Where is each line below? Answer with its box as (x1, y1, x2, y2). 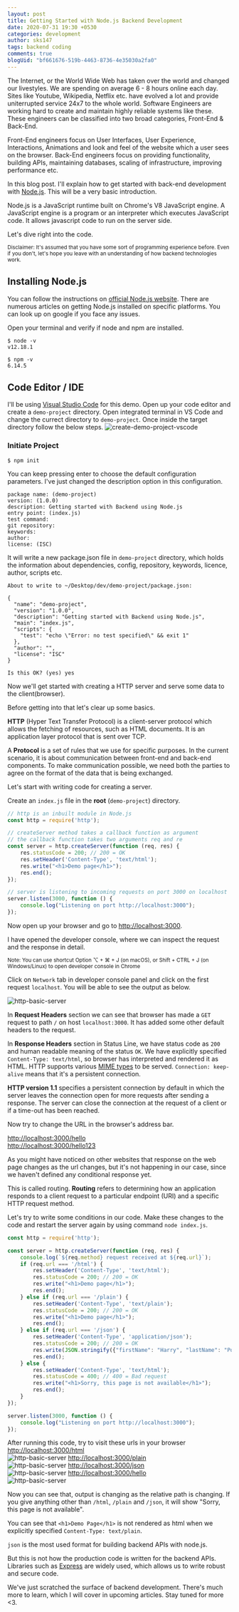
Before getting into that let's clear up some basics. (7, 703, 155, 712)
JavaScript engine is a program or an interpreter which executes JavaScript (7, 208, 229, 217)
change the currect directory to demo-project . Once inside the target (7, 415, 208, 424)
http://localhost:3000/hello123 (7, 1141, 96, 1150)
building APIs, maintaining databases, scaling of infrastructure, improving (7, 158, 223, 167)
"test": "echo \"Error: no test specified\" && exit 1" (20, 632, 190, 639)
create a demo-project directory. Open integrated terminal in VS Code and (7, 407, 223, 417)
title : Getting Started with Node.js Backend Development (7, 17, 183, 24)
